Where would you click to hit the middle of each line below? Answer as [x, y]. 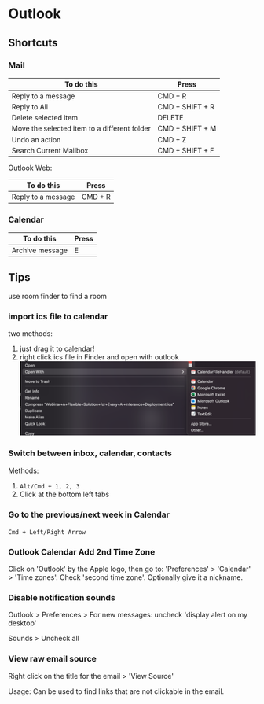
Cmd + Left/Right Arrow [47, 532]
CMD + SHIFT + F [186, 150]
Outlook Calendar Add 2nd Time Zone [82, 551]
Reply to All [30, 106]
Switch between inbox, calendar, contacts [90, 453]
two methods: [30, 334]
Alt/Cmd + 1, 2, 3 [49, 486]
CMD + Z [172, 139]
